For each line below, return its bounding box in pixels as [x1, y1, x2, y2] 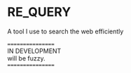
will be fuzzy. [7, 54, 46, 63]
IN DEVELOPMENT [7, 47, 62, 55]
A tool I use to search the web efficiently [7, 27, 124, 35]
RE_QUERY [7, 4, 71, 20]
